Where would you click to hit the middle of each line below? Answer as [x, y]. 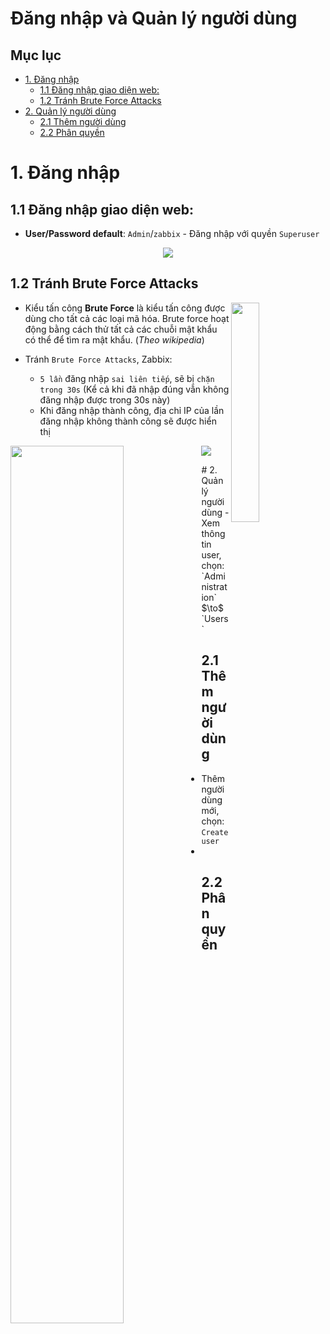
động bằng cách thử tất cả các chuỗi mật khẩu [121, 329]
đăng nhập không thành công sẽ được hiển [128, 421]
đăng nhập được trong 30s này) [105, 399]
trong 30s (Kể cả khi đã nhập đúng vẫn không [134, 389]
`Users [215, 618]
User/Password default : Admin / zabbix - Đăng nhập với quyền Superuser [172, 233]
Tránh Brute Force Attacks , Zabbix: [98, 359]
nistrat [214, 586]
